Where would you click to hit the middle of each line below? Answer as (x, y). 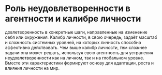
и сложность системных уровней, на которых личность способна (73, 42)
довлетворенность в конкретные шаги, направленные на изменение (76, 32)
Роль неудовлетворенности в (68, 8)
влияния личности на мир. (32, 68)
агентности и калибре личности (73, 19)
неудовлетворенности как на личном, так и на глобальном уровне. (74, 58)
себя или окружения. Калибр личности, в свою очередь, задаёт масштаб (81, 37)
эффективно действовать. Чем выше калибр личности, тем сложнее (76, 47)
